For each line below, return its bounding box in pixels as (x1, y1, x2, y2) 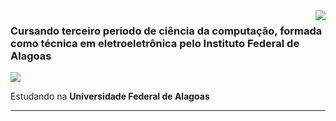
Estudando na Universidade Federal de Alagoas (10, 90, 210, 103)
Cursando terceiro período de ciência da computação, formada (10, 24, 323, 38)
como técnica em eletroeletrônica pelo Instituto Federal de (10, 36, 300, 50)
